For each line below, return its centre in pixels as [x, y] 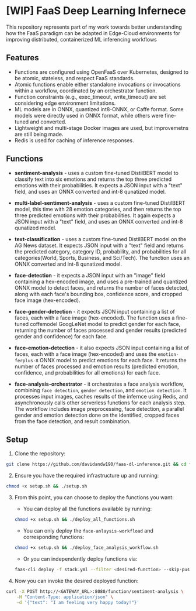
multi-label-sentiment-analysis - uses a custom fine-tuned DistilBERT [100, 202]
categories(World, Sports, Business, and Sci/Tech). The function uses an [102, 258]
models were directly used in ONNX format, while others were [89, 115]
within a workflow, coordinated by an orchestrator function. [86, 90]
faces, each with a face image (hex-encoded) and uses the [85, 354]
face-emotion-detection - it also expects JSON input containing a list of [102, 348]
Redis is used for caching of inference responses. [74, 140]
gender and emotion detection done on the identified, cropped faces [97, 415]
